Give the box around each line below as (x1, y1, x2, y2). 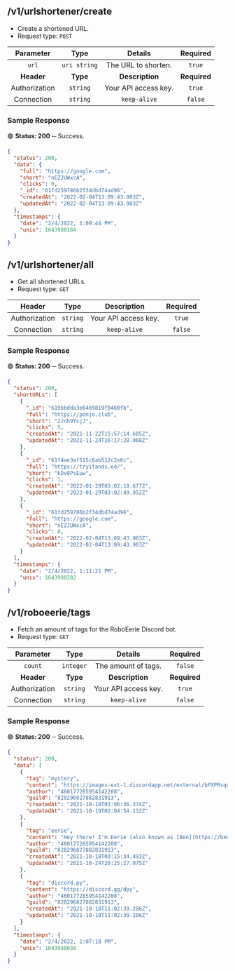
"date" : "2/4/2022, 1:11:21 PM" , (20, 568, 117, 575)
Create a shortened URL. (17, 24, 90, 32)
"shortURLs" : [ (13, 391, 58, 399)
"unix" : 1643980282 (20, 574, 77, 581)
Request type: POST (17, 32, 72, 40)
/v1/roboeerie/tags (7, 606, 91, 618)
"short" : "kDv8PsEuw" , (25, 469, 92, 476)
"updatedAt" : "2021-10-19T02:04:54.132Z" (25, 808, 149, 815)
